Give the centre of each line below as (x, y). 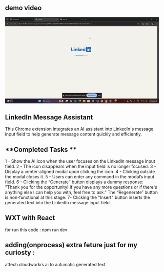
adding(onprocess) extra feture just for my (71, 245)
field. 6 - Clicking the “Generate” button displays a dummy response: (74, 182)
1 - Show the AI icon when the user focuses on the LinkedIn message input (80, 161)
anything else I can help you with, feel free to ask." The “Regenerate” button (81, 192)
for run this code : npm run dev (36, 230)
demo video (23, 8)
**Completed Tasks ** (41, 149)
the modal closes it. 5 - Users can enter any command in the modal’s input (80, 176)
